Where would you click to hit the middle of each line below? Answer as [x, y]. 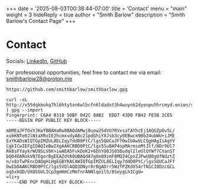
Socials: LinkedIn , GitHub [37, 61]
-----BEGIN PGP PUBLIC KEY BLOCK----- [54, 120]
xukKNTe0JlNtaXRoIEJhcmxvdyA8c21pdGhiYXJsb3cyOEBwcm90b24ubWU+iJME [91, 136]
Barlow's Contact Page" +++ [41, 21]
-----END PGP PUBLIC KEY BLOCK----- [51, 182]
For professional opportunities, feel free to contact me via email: [84, 72]
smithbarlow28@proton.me [39, 78]
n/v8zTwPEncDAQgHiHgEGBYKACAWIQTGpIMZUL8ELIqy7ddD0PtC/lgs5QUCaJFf [91, 161]
